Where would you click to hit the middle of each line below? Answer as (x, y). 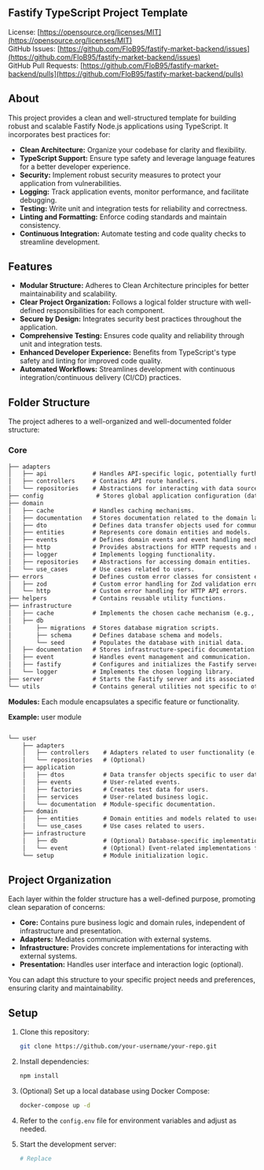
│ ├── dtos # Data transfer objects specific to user (133, 775)
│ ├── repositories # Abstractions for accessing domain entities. (130, 562)
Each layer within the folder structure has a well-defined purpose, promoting (132, 899)
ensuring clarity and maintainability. (66, 988)
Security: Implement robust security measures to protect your (120, 175)
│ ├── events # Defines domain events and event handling (125, 540)
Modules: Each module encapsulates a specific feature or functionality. (124, 702)
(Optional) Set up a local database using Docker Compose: (114, 1090)
